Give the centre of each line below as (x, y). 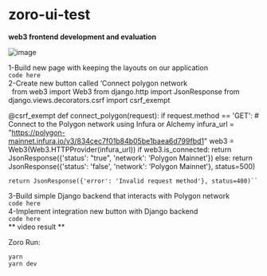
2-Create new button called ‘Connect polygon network (98, 83)
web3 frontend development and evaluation (82, 37)
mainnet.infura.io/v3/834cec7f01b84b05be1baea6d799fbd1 (106, 140)
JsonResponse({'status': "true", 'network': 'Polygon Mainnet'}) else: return (131, 158)
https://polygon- (38, 132)
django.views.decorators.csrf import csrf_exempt (89, 100)
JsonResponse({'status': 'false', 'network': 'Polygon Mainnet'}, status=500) (132, 166)
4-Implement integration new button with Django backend (103, 211)
